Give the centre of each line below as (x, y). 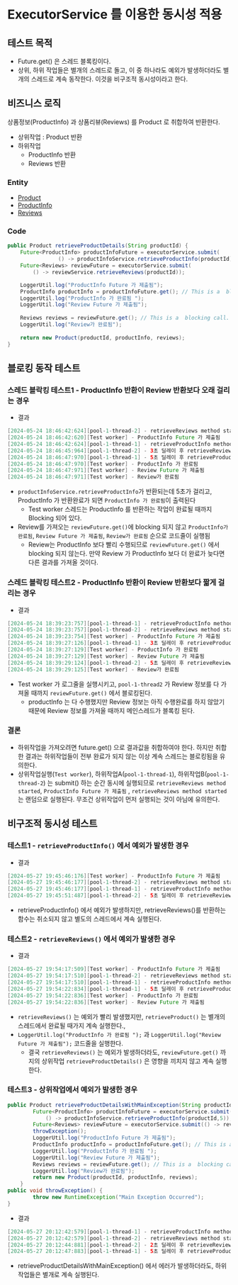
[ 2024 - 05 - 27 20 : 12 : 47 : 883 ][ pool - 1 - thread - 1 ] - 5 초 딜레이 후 (96, 1252)
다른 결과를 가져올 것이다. (63, 562)
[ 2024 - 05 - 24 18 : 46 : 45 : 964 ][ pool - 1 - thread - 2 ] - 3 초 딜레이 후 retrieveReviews (121, 451)
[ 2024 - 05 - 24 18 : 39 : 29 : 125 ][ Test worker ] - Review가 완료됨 (93, 669)
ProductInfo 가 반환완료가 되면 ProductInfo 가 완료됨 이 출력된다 (107, 500)
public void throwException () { (55, 1191)
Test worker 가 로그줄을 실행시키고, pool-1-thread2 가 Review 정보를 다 (118, 684)
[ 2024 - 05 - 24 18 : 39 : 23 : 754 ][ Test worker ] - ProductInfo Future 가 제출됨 (114, 636)
